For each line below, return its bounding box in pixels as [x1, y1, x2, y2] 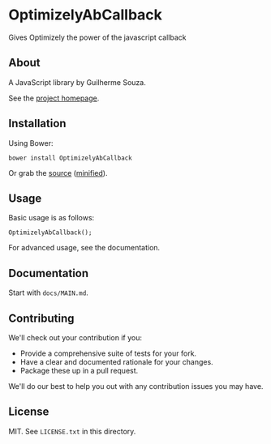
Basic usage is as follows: [8, 213, 95, 223]
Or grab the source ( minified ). [8, 168, 108, 177]
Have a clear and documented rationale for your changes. [19, 357, 213, 366]
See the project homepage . [8, 93, 100, 103]
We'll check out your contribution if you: [8, 333, 142, 342]
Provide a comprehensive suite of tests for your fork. [19, 348, 197, 358]
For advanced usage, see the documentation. [8, 243, 161, 253]
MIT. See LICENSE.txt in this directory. [8, 426, 136, 436]
